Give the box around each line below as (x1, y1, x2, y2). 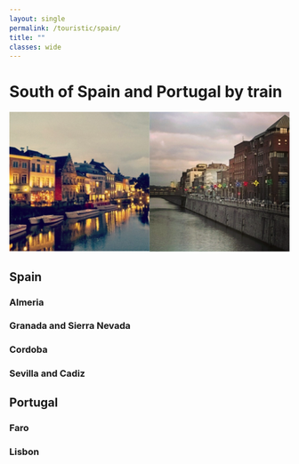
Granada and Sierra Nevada (9, 320, 131, 332)
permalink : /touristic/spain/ (9, 23, 122, 33)
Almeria (9, 296, 44, 308)
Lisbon (9, 445, 40, 458)
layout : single (9, 14, 66, 23)
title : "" (9, 33, 46, 42)
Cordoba (9, 343, 48, 356)
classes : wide (9, 43, 62, 52)
